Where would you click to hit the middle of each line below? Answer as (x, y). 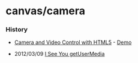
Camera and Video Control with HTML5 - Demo (73, 42)
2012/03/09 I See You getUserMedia (59, 54)
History (17, 30)
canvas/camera (45, 11)
